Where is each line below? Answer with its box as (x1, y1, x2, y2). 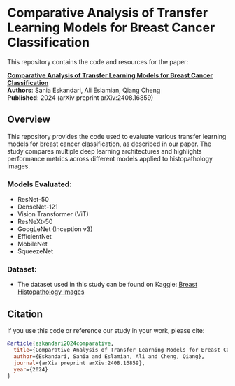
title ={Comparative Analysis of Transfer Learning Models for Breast (13, 347, 220, 354)
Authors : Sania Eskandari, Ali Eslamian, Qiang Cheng (7, 86, 161, 94)
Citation (7, 308, 43, 320)
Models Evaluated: (7, 179, 72, 189)
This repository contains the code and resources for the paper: (7, 57, 189, 66)
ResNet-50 (17, 195, 49, 204)
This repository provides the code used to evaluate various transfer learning (7, 132, 227, 140)
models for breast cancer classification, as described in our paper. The (7, 140, 212, 148)
